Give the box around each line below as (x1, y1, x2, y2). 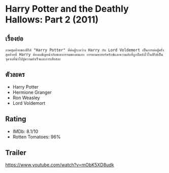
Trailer (5, 149, 26, 157)
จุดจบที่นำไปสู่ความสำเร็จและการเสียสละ (5, 56, 61, 62)
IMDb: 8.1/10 (12, 128, 39, 134)
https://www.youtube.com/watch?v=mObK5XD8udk (5, 162, 114, 168)
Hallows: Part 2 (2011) (5, 14, 99, 25)
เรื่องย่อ (5, 34, 24, 43)
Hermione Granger (12, 89, 52, 95)
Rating (5, 115, 26, 124)
